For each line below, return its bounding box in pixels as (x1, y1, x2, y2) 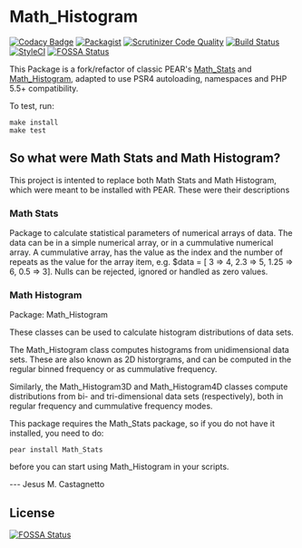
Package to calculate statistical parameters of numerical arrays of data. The (9, 228, 293, 239)
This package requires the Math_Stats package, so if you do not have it (9, 418, 275, 429)
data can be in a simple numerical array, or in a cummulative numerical (9, 238, 274, 249)
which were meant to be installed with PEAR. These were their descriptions (9, 184, 290, 195)
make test (9, 125, 47, 135)
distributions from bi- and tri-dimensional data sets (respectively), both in (9, 391, 284, 402)
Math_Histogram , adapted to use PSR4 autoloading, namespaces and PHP (9, 73, 287, 83)
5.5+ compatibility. (9, 83, 79, 93)
